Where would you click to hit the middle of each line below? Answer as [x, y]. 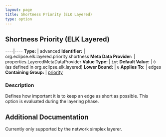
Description [20, 85]
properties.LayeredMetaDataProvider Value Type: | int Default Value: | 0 [81, 62]
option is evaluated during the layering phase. [52, 101]
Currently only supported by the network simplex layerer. [64, 129]
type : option [19, 19]
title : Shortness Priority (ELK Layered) [49, 14]
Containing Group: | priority [34, 72]
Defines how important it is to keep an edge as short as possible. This [77, 96]
